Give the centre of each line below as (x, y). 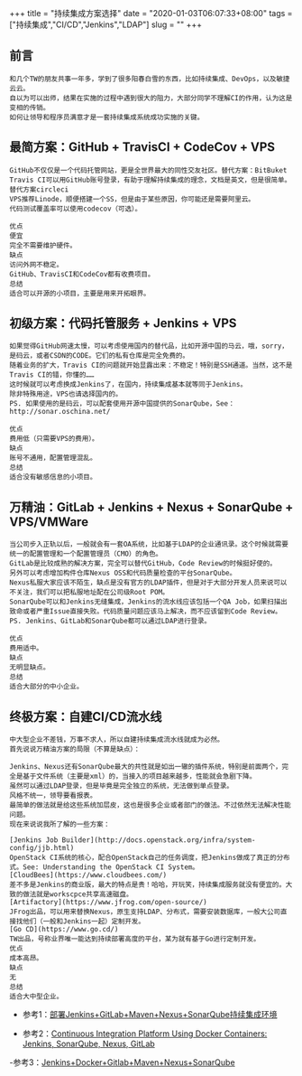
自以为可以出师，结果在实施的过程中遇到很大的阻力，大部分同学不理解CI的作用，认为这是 (151, 98)
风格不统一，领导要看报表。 (53, 796)
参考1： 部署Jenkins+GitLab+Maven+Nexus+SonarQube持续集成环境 (150, 1015)
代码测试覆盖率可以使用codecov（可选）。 (76, 209)
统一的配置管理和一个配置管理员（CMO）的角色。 (86, 554)
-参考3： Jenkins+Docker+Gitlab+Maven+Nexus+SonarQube (123, 1062)
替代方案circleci (39, 189)
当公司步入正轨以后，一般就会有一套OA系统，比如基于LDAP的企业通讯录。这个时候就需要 (149, 545)
